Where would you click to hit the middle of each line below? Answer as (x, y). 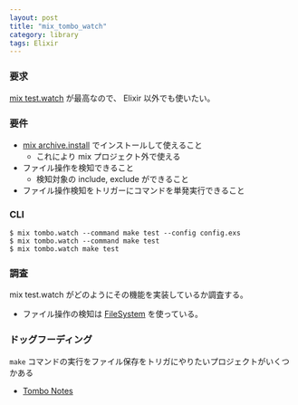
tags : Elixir (34, 43)
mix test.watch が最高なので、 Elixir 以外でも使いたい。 (112, 98)
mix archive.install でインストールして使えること (112, 145)
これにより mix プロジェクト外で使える (108, 156)
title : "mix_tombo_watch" (58, 26)
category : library (44, 34)
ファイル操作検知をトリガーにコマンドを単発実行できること (134, 190)
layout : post (34, 18)
